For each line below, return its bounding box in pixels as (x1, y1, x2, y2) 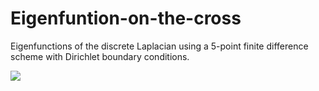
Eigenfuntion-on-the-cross (10, 7, 242, 30)
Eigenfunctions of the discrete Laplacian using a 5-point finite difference (10, 40, 309, 52)
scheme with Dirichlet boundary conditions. (10, 50, 190, 62)
